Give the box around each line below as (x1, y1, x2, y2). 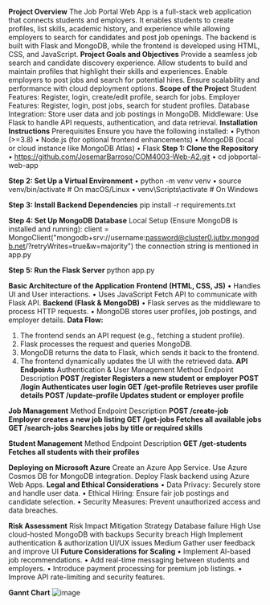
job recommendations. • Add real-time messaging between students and (8, 555, 251, 565)
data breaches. (8, 505, 59, 515)
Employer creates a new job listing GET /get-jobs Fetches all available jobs (8, 415, 262, 424)
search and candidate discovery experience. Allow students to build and (8, 58, 247, 67)
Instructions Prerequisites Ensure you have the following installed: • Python (8, 126, 260, 136)
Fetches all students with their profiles (8, 448, 140, 456)
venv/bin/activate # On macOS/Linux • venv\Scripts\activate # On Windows (8, 185, 259, 194)
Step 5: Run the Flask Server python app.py (8, 265, 155, 275)
